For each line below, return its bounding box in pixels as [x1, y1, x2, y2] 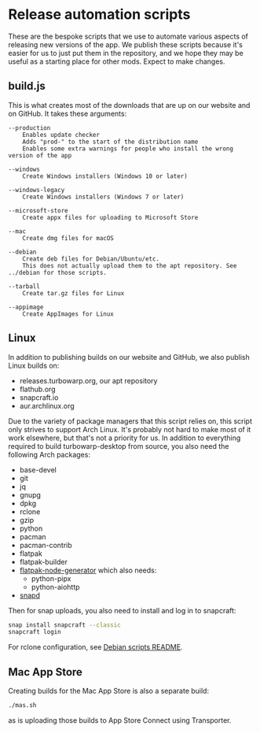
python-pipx [31, 573, 71, 583]
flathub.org [19, 384, 56, 394]
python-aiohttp [31, 582, 80, 591]
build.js [8, 80, 46, 93]
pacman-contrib [19, 540, 72, 550]
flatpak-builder [19, 557, 68, 566]
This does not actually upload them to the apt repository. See [22, 261, 237, 269]
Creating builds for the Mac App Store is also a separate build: [8, 687, 210, 696]
